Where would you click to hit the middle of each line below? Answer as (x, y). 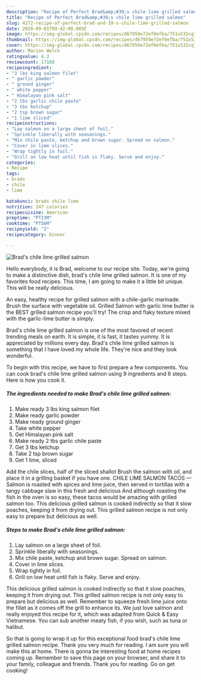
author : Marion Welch (33, 51)
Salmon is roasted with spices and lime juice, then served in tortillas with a (98, 484)
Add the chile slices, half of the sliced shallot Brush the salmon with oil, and (99, 471)
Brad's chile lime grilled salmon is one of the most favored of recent (90, 330)
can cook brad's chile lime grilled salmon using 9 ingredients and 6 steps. (97, 373)
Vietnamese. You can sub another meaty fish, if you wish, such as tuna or (97, 620)
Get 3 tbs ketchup (37, 447)
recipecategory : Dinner (36, 235)
